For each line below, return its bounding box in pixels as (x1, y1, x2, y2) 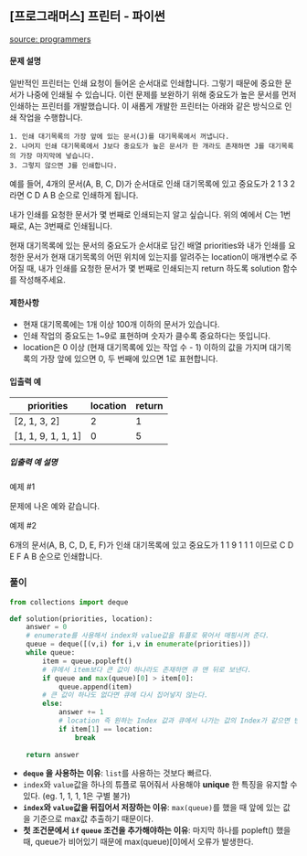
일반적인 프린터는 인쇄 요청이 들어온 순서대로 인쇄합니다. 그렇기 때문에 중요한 (9, 78, 283, 89)
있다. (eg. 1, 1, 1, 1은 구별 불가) (22, 790, 131, 802)
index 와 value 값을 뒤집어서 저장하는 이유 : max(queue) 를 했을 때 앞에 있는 (22, 802, 281, 813)
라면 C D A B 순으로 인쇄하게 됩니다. (9, 190, 139, 201)
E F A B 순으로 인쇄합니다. (9, 551, 103, 562)
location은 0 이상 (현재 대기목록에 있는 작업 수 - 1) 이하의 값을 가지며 (22, 342, 268, 353)
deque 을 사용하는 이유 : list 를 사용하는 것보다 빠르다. (22, 767, 212, 779)
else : (42, 699, 64, 709)
